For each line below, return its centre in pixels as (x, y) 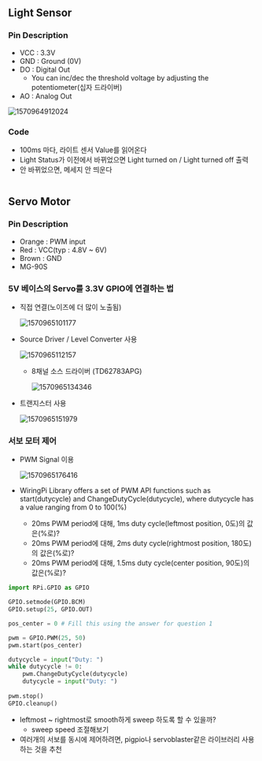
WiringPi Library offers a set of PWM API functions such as (115, 491)
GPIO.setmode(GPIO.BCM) (47, 602)
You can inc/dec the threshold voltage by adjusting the (120, 77)
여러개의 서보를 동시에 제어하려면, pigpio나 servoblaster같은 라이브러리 (129, 739)
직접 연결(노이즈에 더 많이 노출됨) (70, 307)
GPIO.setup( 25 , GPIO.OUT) (50, 610)
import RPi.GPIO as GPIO (49, 588)
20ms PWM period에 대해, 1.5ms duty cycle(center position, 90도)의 (140, 563)
